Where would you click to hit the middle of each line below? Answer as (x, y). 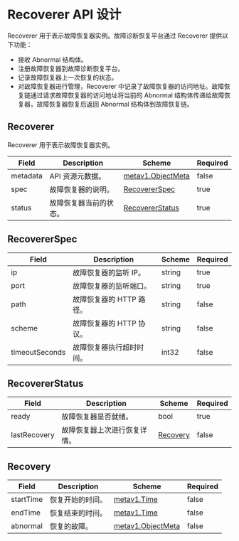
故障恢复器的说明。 (81, 189)
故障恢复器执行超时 (105, 347)
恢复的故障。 (71, 527)
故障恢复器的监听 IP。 (109, 272)
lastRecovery (33, 435)
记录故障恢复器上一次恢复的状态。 (68, 77)
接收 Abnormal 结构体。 (52, 59)
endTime (26, 513)
